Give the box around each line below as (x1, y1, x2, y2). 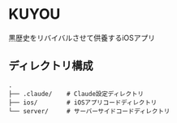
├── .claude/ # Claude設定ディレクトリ (8, 90, 145, 98)
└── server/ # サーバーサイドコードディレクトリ (8, 107, 171, 115)
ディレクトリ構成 (8, 59, 93, 73)
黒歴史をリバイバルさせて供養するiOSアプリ (8, 33, 156, 42)
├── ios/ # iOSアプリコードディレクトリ (8, 99, 158, 107)
